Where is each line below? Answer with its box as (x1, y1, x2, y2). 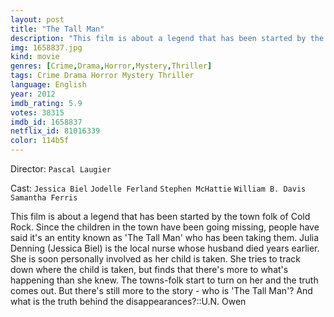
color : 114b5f (10, 136, 70, 146)
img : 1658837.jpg (10, 42, 83, 53)
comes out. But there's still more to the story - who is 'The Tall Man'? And (10, 285, 313, 296)
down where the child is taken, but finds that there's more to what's (10, 264, 289, 275)
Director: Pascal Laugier (10, 163, 112, 175)
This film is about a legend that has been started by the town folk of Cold (10, 211, 311, 222)
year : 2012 (10, 89, 56, 99)
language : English (10, 80, 87, 90)
